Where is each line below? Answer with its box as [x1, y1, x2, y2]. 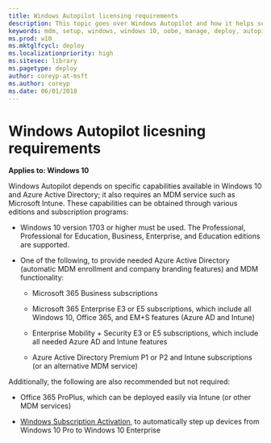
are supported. [19, 240, 70, 250]
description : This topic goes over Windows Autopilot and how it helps [8, 19, 254, 27]
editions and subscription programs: [8, 207, 129, 217]
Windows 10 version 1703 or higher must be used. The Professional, [19, 223, 246, 233]
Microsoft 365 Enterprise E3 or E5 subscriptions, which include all [31, 304, 252, 314]
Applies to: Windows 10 [8, 166, 90, 175]
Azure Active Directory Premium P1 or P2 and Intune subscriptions [31, 352, 252, 362]
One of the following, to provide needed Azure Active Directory [19, 255, 230, 265]
